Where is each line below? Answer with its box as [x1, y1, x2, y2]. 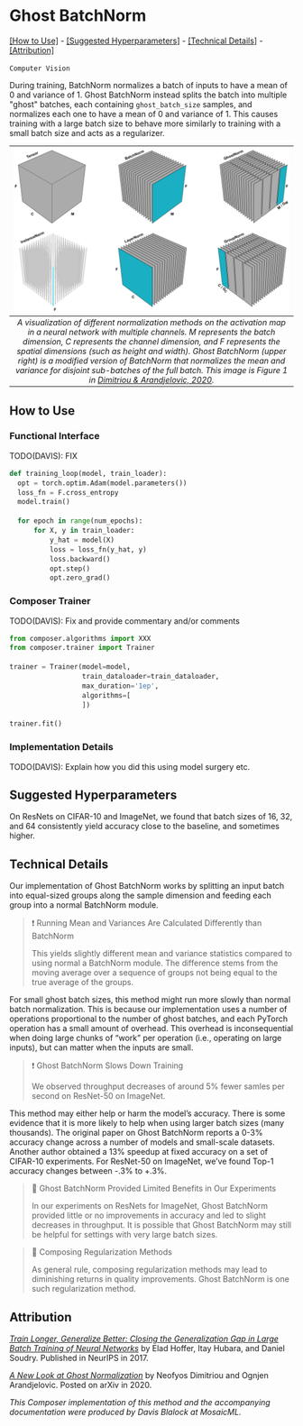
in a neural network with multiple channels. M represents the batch [27, 326, 276, 337]
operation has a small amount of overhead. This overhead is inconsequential [9, 1023, 294, 1034]
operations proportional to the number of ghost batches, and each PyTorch [9, 1013, 289, 1024]
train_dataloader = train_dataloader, [81, 672, 220, 681]
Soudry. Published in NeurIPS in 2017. [9, 1353, 149, 1364]
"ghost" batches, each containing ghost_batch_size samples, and [9, 98, 252, 109]
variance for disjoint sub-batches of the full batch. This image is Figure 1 [14, 364, 289, 375]
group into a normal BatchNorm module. [9, 900, 160, 910]
